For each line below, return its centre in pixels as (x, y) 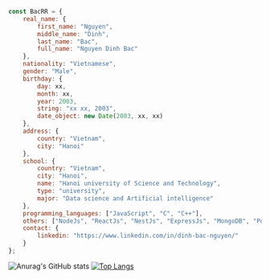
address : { (41, 131)
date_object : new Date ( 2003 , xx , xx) (100, 117)
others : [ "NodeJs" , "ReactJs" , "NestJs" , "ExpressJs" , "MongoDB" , (136, 221)
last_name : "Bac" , (68, 41)
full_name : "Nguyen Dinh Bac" (88, 49)
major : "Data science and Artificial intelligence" (126, 198)
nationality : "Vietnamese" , (70, 64)
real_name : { (45, 19)
